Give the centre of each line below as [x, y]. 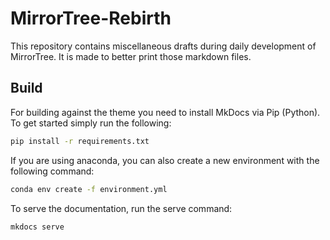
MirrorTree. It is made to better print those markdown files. [131, 56]
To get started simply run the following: [91, 123]
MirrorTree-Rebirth [91, 18]
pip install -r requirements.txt [80, 141]
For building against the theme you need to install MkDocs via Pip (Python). [165, 112]
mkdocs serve [37, 227]
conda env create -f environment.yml [89, 189]
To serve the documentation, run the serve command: [121, 208]
